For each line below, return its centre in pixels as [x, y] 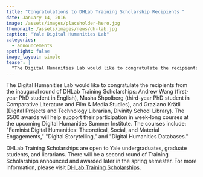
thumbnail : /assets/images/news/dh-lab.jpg [62, 29]
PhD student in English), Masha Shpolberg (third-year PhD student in [104, 98]
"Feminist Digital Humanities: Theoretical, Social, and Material [83, 130]
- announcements [32, 46]
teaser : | [19, 62]
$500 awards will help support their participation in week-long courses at [98, 117]
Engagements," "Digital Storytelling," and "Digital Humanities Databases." [97, 137]
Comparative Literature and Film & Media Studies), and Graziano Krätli [93, 105]
